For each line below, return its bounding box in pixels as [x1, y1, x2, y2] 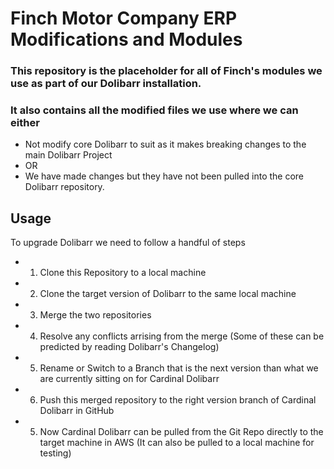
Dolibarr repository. [24, 181, 105, 193]
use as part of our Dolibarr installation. [10, 77, 202, 91]
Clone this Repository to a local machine [39, 267, 207, 279]
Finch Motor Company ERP [10, 7, 238, 30]
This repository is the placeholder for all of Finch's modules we [10, 64, 323, 78]
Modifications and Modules [10, 28, 243, 51]
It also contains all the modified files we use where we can [10, 103, 299, 117]
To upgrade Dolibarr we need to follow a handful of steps [10, 237, 246, 249]
